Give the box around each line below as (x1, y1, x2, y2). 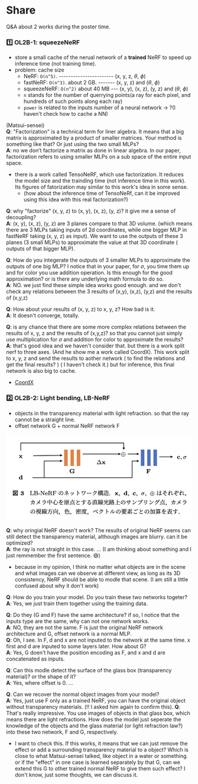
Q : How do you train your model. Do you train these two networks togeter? (6, 594, 188, 601)
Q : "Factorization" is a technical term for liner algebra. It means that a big (6, 128, 184, 135)
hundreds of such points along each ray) (23, 98, 123, 105)
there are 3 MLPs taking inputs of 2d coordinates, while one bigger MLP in (6, 226, 187, 233)
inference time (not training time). (14, 60, 96, 67)
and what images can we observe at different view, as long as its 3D (14, 570, 181, 577)
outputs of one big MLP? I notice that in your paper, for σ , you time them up (6, 263, 190, 270)
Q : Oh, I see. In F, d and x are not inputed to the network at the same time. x (6, 636, 191, 644)
